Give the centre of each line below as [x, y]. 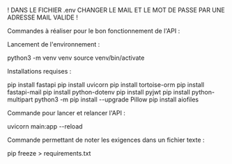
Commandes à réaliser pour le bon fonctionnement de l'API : [94, 31]
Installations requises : [39, 71]
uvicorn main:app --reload [45, 126]
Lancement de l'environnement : [54, 44]
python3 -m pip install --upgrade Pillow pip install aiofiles [117, 99]
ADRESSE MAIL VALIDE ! [42, 17]
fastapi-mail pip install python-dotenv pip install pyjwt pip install [99, 92]
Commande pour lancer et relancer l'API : [66, 113]
